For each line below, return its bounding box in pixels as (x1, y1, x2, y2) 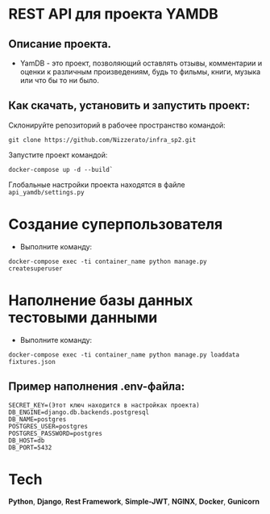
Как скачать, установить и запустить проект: (8, 98, 251, 113)
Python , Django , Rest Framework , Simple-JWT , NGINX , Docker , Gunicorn (8, 497, 260, 507)
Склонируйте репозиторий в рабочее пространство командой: (8, 120, 226, 130)
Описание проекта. (8, 37, 111, 51)
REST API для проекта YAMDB (8, 5, 219, 23)
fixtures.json (8, 357, 56, 366)
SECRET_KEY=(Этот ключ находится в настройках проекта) (8, 401, 200, 409)
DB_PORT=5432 (8, 443, 52, 452)
